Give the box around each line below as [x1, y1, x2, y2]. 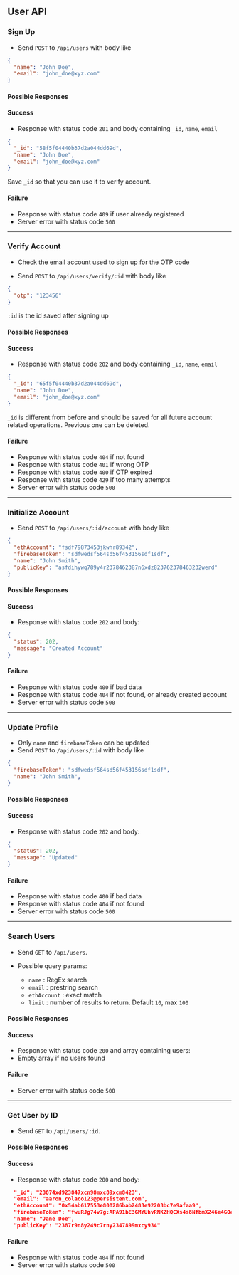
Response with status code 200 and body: [17, 1175, 140, 1184]
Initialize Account [7, 507, 70, 517]
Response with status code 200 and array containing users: [17, 1046, 191, 1055]
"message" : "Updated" [14, 854, 78, 861]
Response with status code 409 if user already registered [17, 209, 184, 218]
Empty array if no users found [17, 1054, 105, 1063]
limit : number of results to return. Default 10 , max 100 [28, 998, 189, 1007]
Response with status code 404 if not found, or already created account [17, 690, 228, 698]
